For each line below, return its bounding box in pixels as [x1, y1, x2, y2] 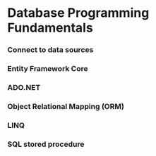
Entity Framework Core [7, 64, 88, 74]
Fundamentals [7, 20, 93, 36]
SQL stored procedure [7, 139, 85, 149]
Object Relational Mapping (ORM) [7, 101, 125, 111]
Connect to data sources [7, 45, 94, 55]
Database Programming [7, 5, 150, 21]
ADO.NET [7, 82, 41, 92]
